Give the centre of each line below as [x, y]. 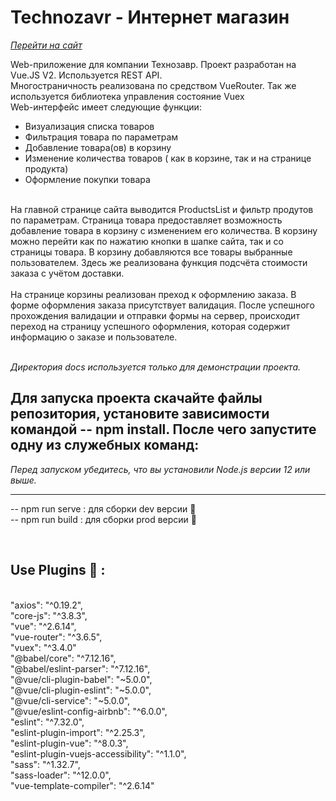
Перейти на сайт [46, 45]
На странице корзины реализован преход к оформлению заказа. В [153, 294]
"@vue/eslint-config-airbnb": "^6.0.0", [89, 711]
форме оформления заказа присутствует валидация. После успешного [162, 305]
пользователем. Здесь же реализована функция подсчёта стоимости [159, 262]
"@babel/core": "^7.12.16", [63, 658]
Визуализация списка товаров [89, 126]
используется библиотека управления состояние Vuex [127, 96]
